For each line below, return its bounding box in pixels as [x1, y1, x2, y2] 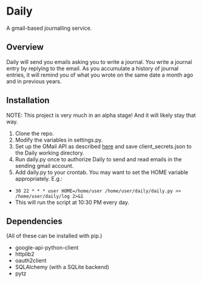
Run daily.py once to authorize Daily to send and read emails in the [15, 155, 182, 162]
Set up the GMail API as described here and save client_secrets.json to [15, 142, 192, 150]
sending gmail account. [15, 162, 74, 169]
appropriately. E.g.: [15, 175, 62, 182]
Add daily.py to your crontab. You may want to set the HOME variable [15, 169, 189, 176]
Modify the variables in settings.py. [15, 136, 103, 144]
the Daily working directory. [15, 149, 85, 156]
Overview [6, 42, 44, 52]
